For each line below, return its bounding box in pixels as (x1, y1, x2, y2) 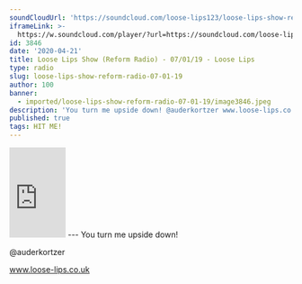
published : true (9, 114, 70, 123)
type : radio (9, 64, 54, 73)
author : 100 (9, 80, 54, 89)
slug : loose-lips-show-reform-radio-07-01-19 (9, 72, 182, 81)
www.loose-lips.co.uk (9, 264, 90, 275)
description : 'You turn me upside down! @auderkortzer (9, 105, 219, 115)
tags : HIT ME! (9, 123, 63, 132)
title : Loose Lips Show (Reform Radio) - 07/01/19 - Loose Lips (9, 55, 255, 64)
